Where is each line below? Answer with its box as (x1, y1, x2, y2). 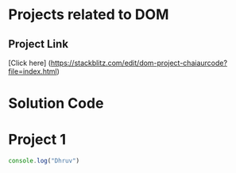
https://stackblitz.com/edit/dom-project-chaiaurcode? (50, 58, 228, 67)
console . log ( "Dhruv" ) (8, 157, 80, 165)
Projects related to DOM (8, 6, 169, 24)
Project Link (8, 37, 69, 51)
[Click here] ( (8, 58, 52, 67)
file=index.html (8, 67, 57, 76)
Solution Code (8, 94, 104, 113)
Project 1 (8, 131, 66, 148)
